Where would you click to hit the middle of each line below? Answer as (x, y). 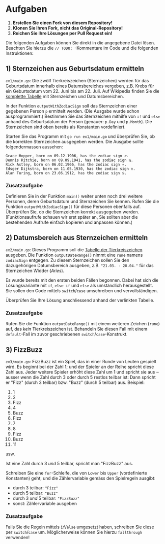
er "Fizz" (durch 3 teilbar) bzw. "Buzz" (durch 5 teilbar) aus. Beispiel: (75, 382)
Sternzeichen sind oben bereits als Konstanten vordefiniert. (66, 127)
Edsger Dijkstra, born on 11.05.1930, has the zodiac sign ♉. (70, 169)
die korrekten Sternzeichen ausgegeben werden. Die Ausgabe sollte (75, 141)
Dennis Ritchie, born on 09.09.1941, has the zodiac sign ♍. (69, 160)
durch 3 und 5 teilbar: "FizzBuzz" (46, 498)
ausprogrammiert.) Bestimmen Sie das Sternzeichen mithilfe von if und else (83, 116)
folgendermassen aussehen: (34, 147)
